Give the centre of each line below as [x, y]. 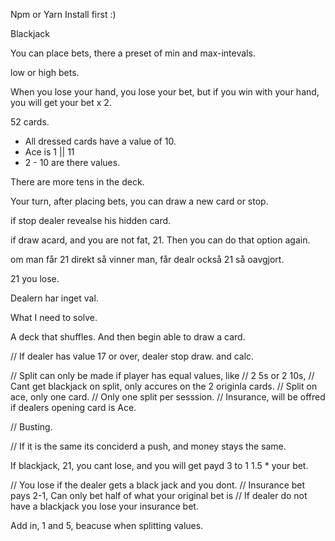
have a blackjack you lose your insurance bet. [104, 506]
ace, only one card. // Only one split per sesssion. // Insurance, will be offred [168, 397]
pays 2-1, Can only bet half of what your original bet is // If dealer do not [159, 495]
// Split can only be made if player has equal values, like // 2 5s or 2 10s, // [162, 375]
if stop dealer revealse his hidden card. [91, 220]
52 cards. [30, 122]
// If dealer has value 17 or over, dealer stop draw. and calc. [132, 356]
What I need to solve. [54, 317]
